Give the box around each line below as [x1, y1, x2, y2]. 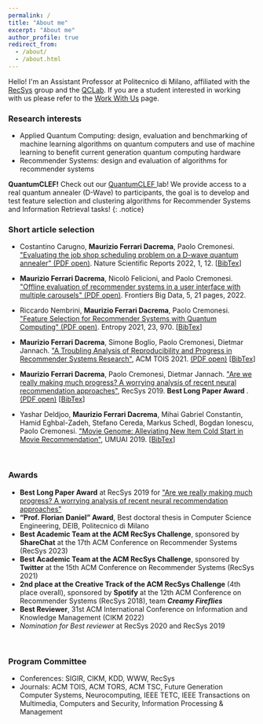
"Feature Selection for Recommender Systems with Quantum [19, 314, 217, 324]
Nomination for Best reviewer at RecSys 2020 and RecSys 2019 [19, 621, 225, 631]
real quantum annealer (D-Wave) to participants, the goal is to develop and [8, 188, 250, 197]
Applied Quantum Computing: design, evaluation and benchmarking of [19, 131, 248, 141]
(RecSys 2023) [19, 546, 68, 555]
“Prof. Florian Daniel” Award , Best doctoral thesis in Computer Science [19, 512, 252, 522]
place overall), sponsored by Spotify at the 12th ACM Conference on [19, 587, 242, 597]
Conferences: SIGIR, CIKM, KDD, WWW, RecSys [19, 674, 175, 683]
